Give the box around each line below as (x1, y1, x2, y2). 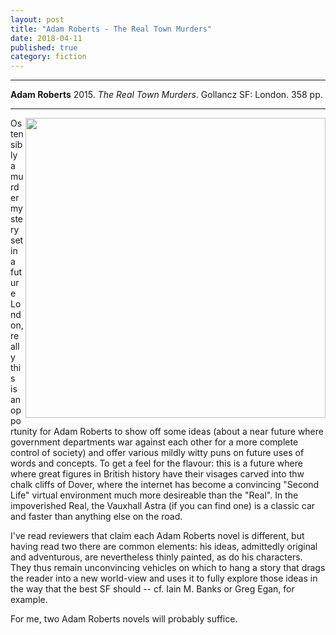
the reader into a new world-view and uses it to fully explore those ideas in (10, 572, 318, 585)
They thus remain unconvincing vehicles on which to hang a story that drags (10, 562, 326, 574)
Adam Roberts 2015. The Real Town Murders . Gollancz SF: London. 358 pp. (10, 89, 323, 101)
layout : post (10, 14, 65, 25)
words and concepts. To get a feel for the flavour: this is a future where (10, 457, 303, 470)
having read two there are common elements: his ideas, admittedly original (10, 541, 318, 553)
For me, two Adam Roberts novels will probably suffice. (10, 613, 238, 625)
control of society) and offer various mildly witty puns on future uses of (10, 447, 305, 459)
